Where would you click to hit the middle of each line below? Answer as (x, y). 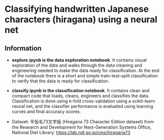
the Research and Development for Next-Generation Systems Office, (82, 127)
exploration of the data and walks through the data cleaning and (77, 65)
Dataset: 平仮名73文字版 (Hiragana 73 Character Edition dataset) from (83, 122)
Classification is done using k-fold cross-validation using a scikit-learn (83, 101)
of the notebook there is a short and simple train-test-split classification (85, 76)
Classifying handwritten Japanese (77, 9)
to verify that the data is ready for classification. (61, 81)
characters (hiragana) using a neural (81, 19)
